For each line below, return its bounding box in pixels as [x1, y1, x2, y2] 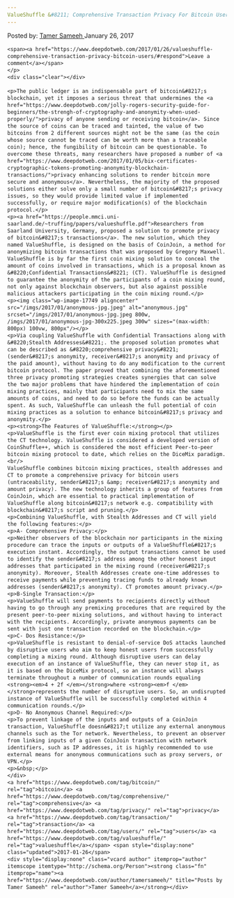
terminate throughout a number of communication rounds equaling [7, 674, 201, 681]
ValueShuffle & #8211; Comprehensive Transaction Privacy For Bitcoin [7, 11, 214, 18]
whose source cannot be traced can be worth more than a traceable [7, 136, 208, 143]
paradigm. [197, 450, 226, 457]
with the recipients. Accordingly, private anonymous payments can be [7, 618, 217, 625]
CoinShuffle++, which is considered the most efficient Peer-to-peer [7, 443, 214, 450]
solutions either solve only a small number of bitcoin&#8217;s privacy [7, 185, 223, 192]
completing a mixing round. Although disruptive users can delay [7, 653, 201, 660]
